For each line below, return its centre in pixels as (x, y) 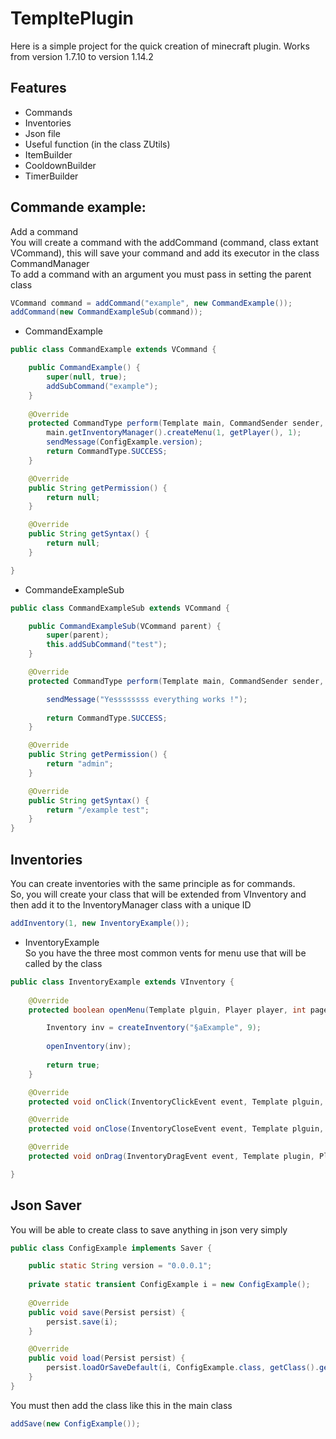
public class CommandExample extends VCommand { (113, 350)
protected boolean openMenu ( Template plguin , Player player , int (167, 1010)
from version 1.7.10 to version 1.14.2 (82, 56)
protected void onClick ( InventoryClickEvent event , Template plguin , (176, 1102)
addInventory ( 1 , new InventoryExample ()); (100, 923)
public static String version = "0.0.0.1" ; (120, 1266)
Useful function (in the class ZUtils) (97, 144)
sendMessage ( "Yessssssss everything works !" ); (147, 699)
